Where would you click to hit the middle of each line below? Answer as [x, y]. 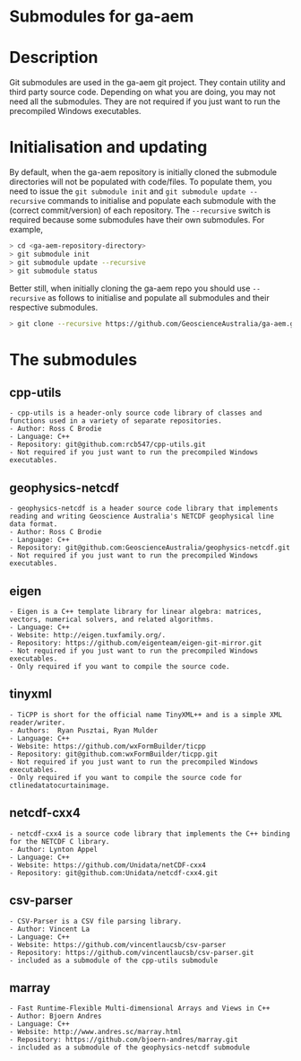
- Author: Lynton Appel [54, 849]
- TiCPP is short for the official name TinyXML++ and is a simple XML [146, 715]
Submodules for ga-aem [102, 17]
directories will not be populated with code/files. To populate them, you [141, 182]
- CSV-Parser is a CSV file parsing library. [95, 921]
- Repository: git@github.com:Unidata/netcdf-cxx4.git [114, 872]
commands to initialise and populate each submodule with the [162, 201]
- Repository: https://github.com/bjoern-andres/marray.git [124, 1040]
